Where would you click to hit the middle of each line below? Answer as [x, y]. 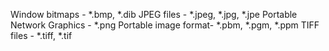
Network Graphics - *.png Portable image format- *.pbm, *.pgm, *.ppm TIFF [165, 25]
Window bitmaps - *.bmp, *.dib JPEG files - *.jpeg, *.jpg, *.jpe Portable [154, 14]
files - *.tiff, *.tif [41, 35]
